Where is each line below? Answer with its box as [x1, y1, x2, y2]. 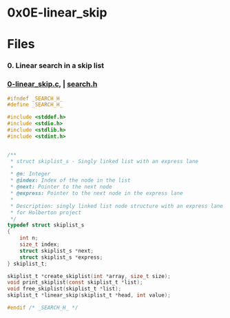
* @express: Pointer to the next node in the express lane [10, 190, 184, 197]
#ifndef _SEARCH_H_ [7, 95, 63, 102]
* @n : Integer [10, 171, 51, 178]
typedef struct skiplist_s [7, 222, 85, 229]
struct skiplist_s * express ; [19, 253, 103, 261]
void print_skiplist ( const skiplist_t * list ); [7, 279, 143, 286]
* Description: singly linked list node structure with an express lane [10, 202, 224, 209]
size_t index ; [19, 241, 60, 248]
